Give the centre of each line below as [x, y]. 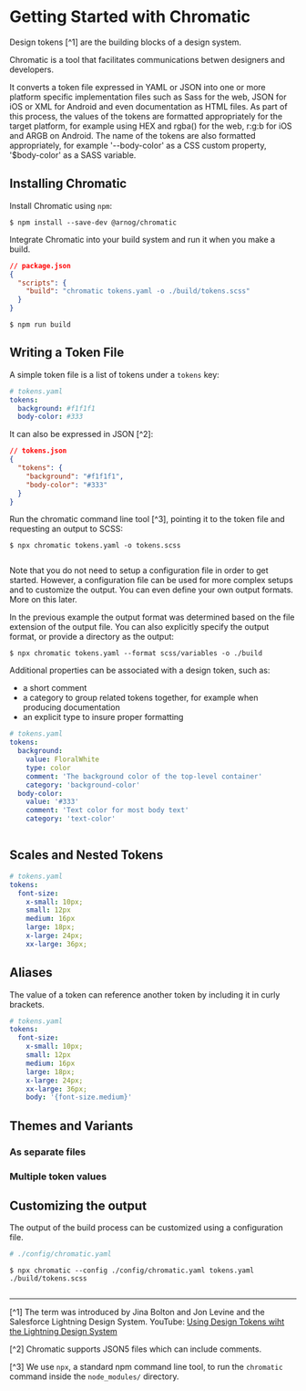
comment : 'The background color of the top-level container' [144, 776]
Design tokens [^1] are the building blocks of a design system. [126, 42]
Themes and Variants [71, 1126]
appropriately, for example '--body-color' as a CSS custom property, [138, 145]
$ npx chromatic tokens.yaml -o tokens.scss [95, 546]
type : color [48, 768]
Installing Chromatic [68, 184]
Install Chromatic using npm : [61, 205]
